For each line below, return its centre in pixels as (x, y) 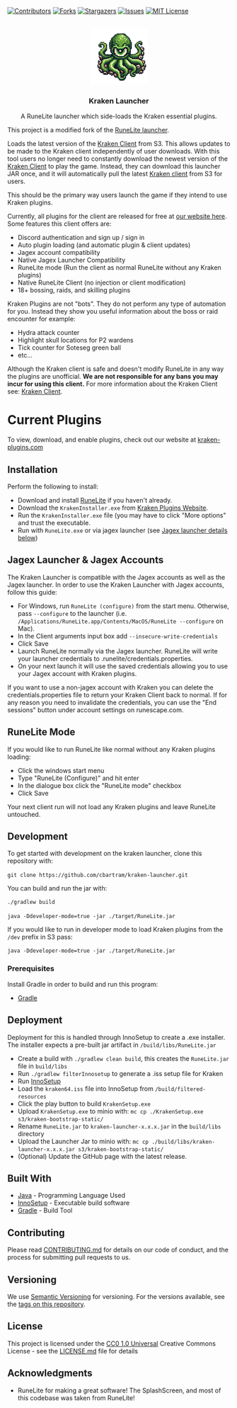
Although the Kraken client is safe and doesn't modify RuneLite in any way (116, 369)
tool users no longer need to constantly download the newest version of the (118, 159)
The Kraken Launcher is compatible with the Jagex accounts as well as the (116, 577)
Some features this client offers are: (59, 224)
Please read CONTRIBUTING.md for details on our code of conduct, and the (118, 1250)
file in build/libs (42, 1066)
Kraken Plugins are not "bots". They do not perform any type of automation (117, 304)
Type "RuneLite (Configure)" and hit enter (78, 778)
